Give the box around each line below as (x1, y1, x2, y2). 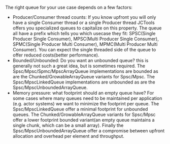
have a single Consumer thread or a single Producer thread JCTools (12, 20, 155, 25)
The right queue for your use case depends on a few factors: (5, 5, 133, 10)
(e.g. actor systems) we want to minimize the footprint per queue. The (12, 101, 159, 106)
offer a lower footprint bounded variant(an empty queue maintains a (12, 117, 155, 123)
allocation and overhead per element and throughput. (12, 133, 124, 139)
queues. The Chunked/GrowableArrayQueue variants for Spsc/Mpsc (12, 111, 156, 118)
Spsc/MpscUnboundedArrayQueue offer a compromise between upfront (12, 128, 165, 134)
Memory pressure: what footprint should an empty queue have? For (12, 90, 154, 96)
